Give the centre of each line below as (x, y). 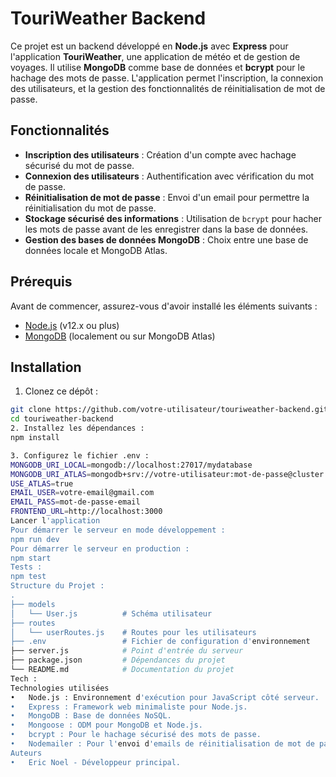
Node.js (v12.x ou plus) (72, 325)
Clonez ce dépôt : (61, 391)
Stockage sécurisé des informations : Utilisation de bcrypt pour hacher (173, 218)
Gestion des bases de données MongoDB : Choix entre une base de (166, 239)
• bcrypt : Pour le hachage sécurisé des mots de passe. (136, 735)
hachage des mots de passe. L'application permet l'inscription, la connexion (167, 78)
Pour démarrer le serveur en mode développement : (118, 530)
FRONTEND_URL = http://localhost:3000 (86, 512)
